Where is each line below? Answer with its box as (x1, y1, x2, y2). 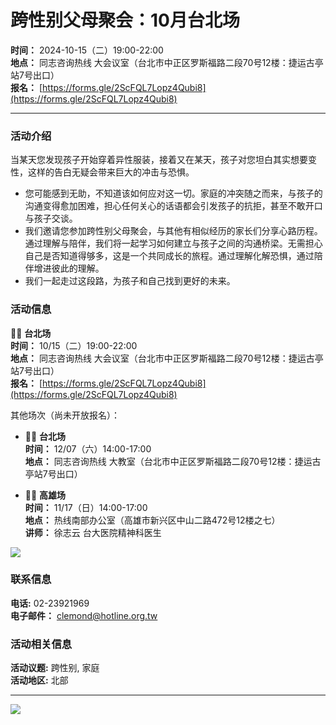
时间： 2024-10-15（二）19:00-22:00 (10, 44, 164, 56)
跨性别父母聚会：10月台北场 (10, 9, 240, 32)
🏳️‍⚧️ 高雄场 (24, 489, 67, 501)
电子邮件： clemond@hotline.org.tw (10, 609, 158, 621)
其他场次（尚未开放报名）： (10, 409, 120, 421)
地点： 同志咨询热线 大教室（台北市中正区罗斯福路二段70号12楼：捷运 (24, 455, 313, 467)
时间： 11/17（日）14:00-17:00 (24, 501, 148, 513)
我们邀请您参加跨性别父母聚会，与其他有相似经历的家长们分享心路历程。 (24, 225, 323, 237)
